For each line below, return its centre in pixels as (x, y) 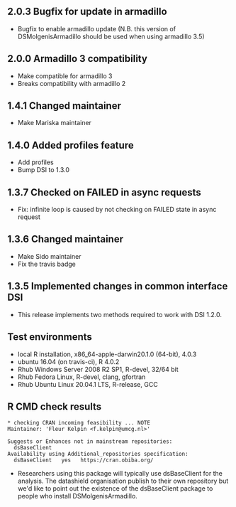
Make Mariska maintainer (55, 123)
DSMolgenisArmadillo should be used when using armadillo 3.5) (111, 36)
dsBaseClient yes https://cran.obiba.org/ (84, 460)
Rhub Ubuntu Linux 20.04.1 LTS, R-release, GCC (88, 384)
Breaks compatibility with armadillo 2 (72, 83)
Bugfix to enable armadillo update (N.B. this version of (96, 28)
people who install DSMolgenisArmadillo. (78, 496)
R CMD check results (55, 406)
